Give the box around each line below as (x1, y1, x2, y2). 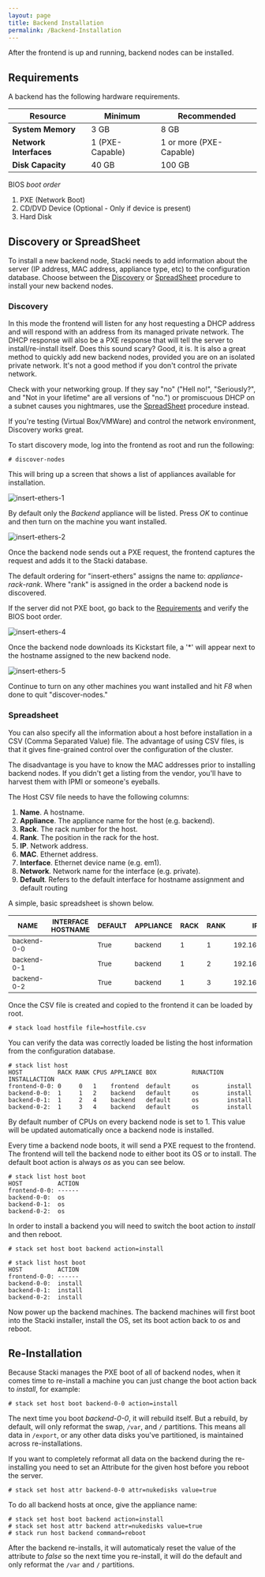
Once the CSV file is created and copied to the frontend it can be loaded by (8, 1000, 253, 1009)
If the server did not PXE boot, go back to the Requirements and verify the (8, 603, 249, 613)
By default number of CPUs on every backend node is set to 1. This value (8, 1117, 246, 1126)
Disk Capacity (12, 160, 66, 171)
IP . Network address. (19, 841, 89, 850)
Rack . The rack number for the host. (19, 824, 138, 834)
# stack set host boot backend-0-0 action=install (8, 1400, 178, 1408)
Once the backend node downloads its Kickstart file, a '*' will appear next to (8, 642, 256, 652)
